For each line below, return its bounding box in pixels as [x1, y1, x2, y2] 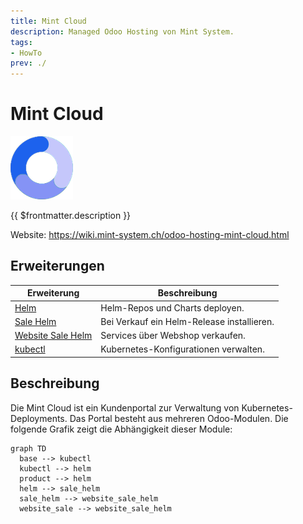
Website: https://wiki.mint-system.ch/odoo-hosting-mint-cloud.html [10, 229, 290, 241]
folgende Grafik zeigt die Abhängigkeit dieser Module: [10, 423, 233, 435]
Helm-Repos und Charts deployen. [100, 301, 245, 314]
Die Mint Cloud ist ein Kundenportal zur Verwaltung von [10, 401, 240, 414]
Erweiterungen [10, 258, 105, 275]
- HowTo [10, 48, 43, 58]
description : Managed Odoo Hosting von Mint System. [10, 26, 235, 37]
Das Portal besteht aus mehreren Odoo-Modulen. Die [69, 412, 289, 424]
